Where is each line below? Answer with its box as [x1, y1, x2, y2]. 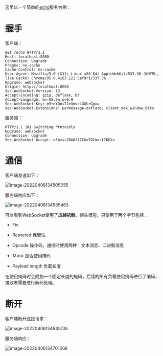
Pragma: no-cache [5, 63, 41, 67]
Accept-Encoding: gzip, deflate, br [5, 92, 80, 98]
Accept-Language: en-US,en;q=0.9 [5, 97, 73, 102]
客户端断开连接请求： [5, 315, 48, 321]
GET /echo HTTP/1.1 [5, 50, 45, 55]
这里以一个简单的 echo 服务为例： [5, 4, 71, 10]
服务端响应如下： [5, 192, 40, 198]
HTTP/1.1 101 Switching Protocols [5, 124, 76, 130]
